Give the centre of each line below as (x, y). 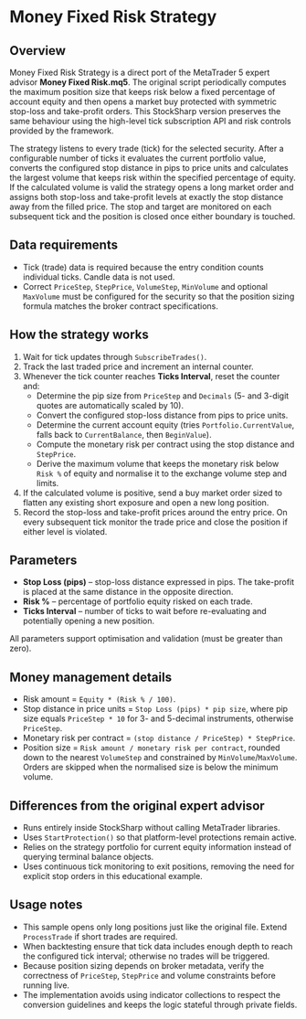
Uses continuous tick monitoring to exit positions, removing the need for (158, 866)
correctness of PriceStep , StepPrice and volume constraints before (149, 975)
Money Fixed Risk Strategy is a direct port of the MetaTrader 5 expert (140, 72)
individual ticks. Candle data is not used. (99, 277)
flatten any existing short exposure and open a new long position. (146, 502)
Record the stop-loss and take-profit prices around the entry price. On (155, 512)
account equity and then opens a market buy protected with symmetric (143, 101)
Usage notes (46, 905)
